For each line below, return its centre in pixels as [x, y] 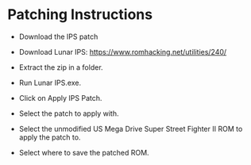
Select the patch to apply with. [69, 113]
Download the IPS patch [58, 36]
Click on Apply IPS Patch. [60, 98]
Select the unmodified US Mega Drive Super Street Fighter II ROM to [131, 129]
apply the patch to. [50, 137]
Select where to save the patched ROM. [84, 152]
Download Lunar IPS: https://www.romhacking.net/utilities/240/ [123, 52]
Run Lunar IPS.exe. [50, 82]
